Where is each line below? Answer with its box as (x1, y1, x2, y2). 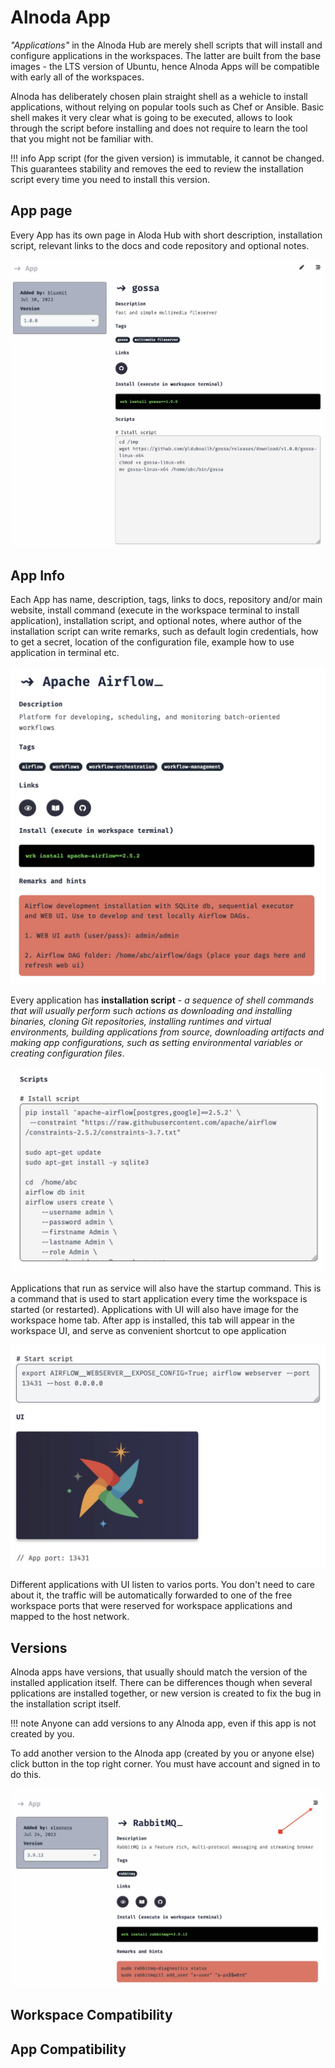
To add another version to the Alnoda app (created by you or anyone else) (10, 1747, 315, 1760)
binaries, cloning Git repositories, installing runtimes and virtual (10, 1016, 272, 1028)
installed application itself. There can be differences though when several (10, 1677, 313, 1689)
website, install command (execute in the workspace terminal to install (10, 604, 300, 616)
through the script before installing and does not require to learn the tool (10, 122, 308, 134)
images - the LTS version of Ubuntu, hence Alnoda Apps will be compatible (10, 60, 320, 72)
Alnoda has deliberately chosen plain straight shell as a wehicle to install (10, 90, 308, 102)
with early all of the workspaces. (10, 71, 145, 83)
